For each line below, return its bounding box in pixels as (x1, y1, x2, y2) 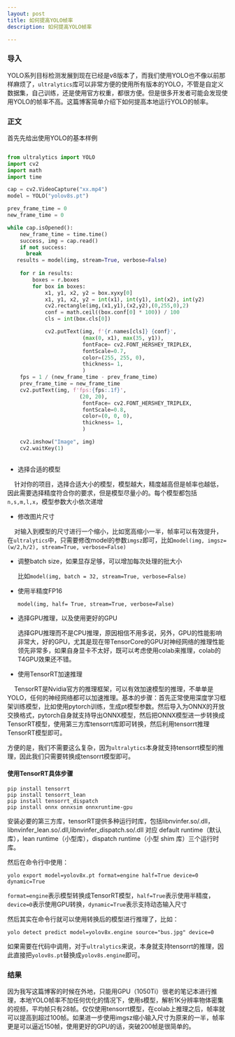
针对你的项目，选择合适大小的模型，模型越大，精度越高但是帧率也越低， (13, 480, 222, 488)
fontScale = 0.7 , (82, 347, 127, 354)
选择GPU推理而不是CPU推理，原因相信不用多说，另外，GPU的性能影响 (17, 628, 222, 637)
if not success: (20, 244, 68, 251)
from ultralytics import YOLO (7, 153, 96, 161)
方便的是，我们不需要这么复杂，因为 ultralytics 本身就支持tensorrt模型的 (7, 743, 218, 751)
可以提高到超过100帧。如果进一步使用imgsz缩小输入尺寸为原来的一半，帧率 (7, 1013, 225, 1022)
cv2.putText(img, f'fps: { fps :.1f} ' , (20, 387, 127, 394)
